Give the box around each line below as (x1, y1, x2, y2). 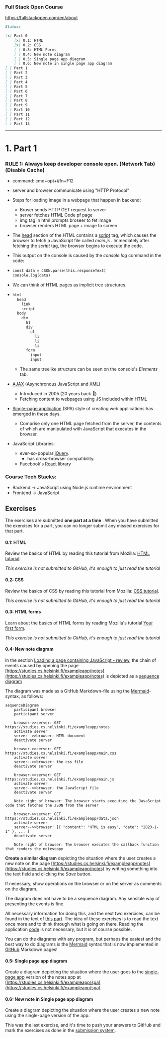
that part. (5, 528, 24, 534)
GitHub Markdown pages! (5, 946, 58, 952)
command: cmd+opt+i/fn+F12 (12, 178, 74, 184)
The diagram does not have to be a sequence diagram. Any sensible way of (5, 895, 160, 901)
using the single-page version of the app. (5, 1013, 90, 1019)
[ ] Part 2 (5, 71, 28, 76)
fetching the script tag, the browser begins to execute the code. (12, 243, 143, 249)
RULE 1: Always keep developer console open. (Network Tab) (5, 160, 156, 167)
